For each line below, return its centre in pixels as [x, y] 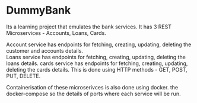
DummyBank [39, 10]
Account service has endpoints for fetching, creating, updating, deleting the [99, 44]
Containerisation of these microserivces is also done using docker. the [92, 87]
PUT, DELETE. [23, 76]
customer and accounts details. [45, 50]
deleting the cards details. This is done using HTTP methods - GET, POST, [97, 69]
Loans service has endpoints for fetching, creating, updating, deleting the [96, 57]
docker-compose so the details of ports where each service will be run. [93, 94]
